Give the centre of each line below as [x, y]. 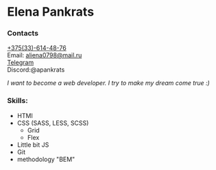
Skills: [18, 101]
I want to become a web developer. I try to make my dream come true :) [109, 83]
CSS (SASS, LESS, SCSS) [53, 123]
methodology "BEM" [46, 159]
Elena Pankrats [51, 12]
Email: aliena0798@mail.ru [45, 55]
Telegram [21, 63]
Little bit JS [33, 145]
